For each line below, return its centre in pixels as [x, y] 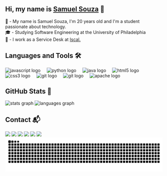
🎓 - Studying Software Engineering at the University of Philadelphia [75, 32]
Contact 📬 [23, 120]
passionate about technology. [36, 26]
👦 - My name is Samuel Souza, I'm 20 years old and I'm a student [72, 21]
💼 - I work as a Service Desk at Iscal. [43, 39]
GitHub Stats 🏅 [28, 91]
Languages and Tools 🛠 [43, 56]
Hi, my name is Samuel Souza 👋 [55, 9]
